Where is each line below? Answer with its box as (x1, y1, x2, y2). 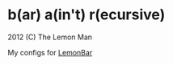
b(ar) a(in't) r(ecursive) (7, 6, 166, 24)
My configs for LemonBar (7, 47, 93, 57)
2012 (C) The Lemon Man (7, 32, 93, 42)
